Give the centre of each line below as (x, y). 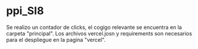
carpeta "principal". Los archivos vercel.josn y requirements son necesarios (99, 33)
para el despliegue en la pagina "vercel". (56, 40)
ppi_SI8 (25, 11)
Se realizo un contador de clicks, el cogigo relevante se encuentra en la (94, 27)
